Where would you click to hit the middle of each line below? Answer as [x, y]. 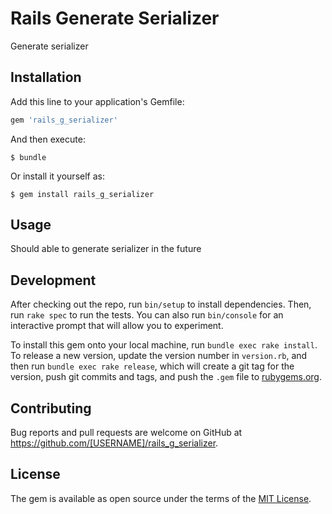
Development [53, 280]
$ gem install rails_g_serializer [82, 194]
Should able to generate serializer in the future [106, 249]
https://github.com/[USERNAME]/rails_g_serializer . [114, 443]
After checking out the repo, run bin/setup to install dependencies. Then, [161, 304]
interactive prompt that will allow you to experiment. [117, 326]
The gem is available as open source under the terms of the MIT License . [161, 498]
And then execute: [48, 139]
